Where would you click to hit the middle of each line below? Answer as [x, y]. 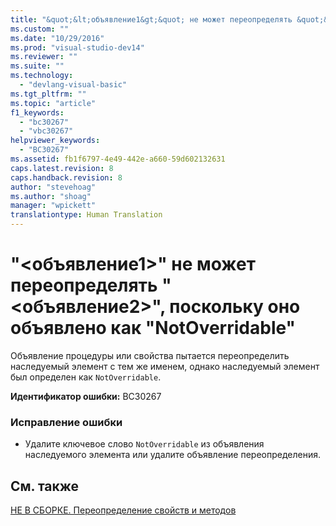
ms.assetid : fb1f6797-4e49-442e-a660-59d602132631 [118, 159]
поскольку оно [235, 307]
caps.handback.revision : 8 [66, 177]
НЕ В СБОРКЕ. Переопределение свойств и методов [123, 510]
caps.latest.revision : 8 [62, 168]
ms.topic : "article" [53, 103]
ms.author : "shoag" [51, 196]
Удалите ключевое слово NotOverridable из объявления [144, 444]
